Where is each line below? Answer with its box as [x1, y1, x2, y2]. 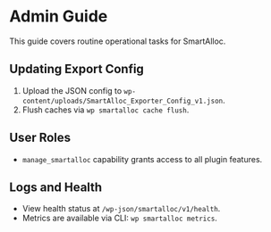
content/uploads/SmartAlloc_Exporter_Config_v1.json [21, 96, 224, 105]
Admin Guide [9, 6, 108, 27]
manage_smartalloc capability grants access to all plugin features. [21, 153, 263, 164]
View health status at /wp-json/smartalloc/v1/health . [21, 203, 221, 214]
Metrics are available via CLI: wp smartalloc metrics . [21, 212, 217, 224]
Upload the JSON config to [21, 85, 123, 95]
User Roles [9, 130, 72, 145]
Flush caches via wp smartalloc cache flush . [21, 104, 190, 115]
